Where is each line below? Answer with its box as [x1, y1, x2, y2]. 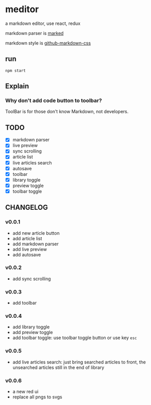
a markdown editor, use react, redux [5, 20, 81, 26]
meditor [5, 4, 39, 15]
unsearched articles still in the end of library [12, 364, 105, 371]
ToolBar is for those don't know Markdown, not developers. [5, 108, 129, 115]
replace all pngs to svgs [12, 394, 62, 400]
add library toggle [12, 324, 50, 330]
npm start [5, 68, 26, 73]
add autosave [12, 251, 41, 257]
